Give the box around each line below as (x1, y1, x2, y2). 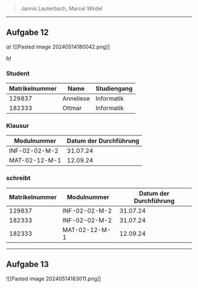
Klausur (6, 122, 29, 130)
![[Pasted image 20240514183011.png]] (6, 275, 101, 282)
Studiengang (95, 85, 133, 93)
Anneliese (62, 94, 90, 102)
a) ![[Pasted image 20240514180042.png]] (6, 43, 110, 50)
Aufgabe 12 (6, 28, 49, 38)
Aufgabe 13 (6, 259, 49, 270)
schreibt (6, 174, 31, 182)
